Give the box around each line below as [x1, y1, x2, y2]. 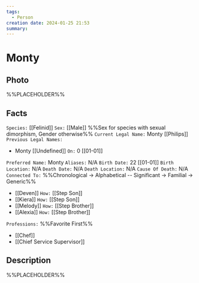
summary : [6, 25, 28, 32]
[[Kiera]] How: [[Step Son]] [14, 196, 80, 203]
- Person [11, 14, 34, 20]
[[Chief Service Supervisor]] [14, 238, 85, 245]
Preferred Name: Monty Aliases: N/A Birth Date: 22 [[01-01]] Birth [6, 159, 174, 166]
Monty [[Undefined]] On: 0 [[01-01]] [14, 147, 103, 154]
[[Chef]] [14, 232, 35, 239]
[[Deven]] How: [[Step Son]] [14, 190, 83, 197]
